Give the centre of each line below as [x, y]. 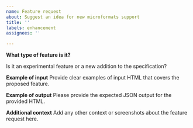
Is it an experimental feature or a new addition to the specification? [87, 66]
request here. [22, 119]
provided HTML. [26, 101]
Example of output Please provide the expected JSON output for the [89, 95]
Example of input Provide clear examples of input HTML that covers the [93, 78]
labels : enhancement [31, 28]
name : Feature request [34, 11]
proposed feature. [28, 84]
